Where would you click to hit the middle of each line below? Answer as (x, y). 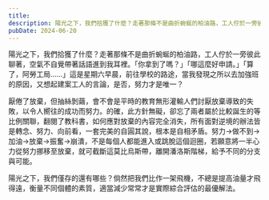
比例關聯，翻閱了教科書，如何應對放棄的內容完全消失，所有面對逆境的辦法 (131, 122)
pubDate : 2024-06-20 (43, 30)
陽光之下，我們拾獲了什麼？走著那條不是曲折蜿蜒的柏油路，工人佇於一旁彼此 (134, 54)
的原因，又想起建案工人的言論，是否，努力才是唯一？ (96, 84)
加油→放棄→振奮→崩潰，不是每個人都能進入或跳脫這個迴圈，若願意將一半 (131, 142)
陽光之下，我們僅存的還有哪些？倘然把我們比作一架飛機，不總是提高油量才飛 (134, 178)
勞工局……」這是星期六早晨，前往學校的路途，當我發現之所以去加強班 (144, 74)
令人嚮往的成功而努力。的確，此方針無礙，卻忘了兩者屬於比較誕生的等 (145, 111)
